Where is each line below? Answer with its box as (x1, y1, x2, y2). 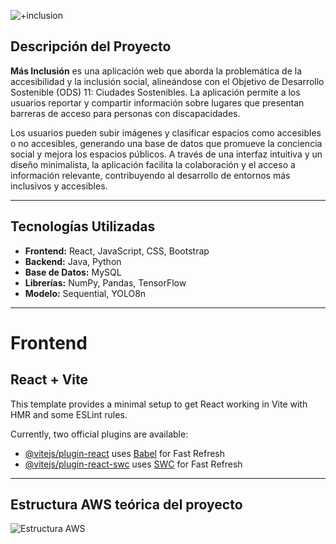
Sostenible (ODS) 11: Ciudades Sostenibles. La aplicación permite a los (10, 86, 301, 98)
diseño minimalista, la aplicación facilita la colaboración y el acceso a (10, 158, 296, 170)
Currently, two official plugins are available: (10, 428, 189, 440)
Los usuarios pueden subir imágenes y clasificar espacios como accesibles (10, 126, 322, 139)
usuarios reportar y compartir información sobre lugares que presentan (10, 96, 305, 109)
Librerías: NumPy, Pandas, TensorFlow (24, 276, 187, 289)
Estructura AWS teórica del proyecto (10, 496, 243, 514)
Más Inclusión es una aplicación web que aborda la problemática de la (10, 65, 302, 77)
